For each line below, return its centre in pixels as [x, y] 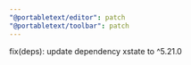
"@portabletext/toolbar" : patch [69, 26]
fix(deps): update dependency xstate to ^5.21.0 [96, 51]
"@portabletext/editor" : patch [67, 17]
